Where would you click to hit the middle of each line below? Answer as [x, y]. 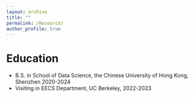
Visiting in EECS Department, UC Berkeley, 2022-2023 [83, 88]
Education [32, 59]
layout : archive [27, 12]
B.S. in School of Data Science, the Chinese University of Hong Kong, [102, 76]
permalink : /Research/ [35, 23]
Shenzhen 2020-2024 [43, 82]
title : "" [19, 18]
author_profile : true [34, 29]
